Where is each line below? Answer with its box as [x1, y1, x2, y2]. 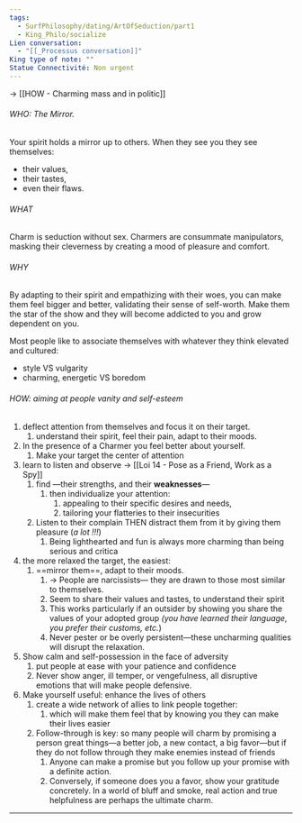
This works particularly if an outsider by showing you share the [49, 603, 283, 614]
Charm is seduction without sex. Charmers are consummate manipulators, [9, 232, 285, 242]
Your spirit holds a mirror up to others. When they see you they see [9, 137, 258, 148]
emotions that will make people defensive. [35, 680, 192, 690]
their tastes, [22, 173, 67, 185]
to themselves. [49, 583, 104, 595]
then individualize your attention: [49, 488, 171, 498]
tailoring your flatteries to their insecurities [62, 507, 220, 518]
